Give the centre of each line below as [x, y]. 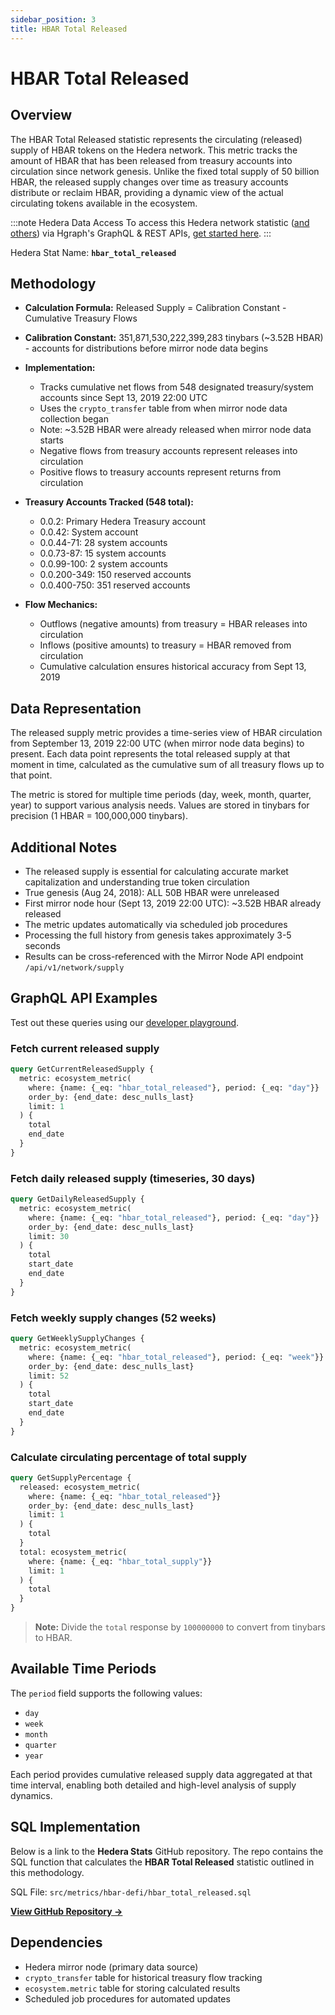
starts [51, 440]
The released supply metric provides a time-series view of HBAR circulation [166, 733]
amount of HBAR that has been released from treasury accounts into [151, 160]
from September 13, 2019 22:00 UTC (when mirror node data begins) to [157, 743]
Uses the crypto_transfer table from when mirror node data [163, 408]
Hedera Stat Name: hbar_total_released [93, 252]
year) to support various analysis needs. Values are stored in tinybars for [160, 805]
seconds [42, 945]
